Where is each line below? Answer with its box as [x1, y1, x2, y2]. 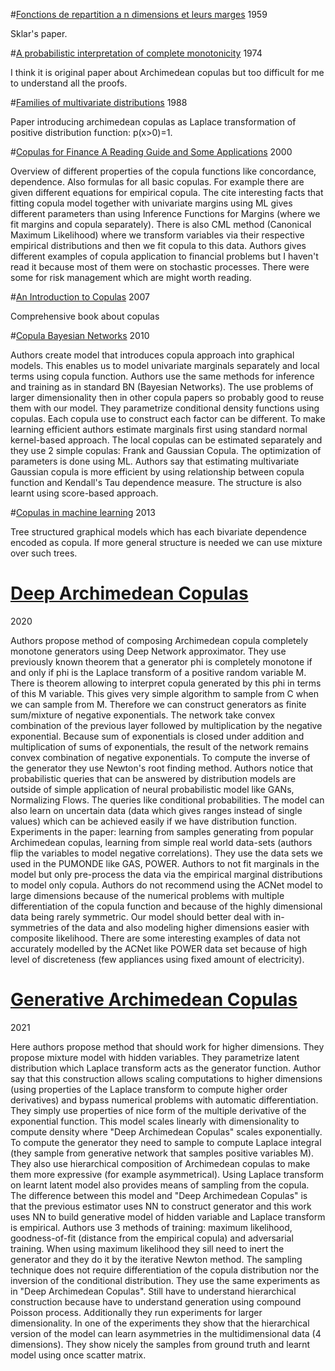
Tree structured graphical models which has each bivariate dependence [10, 526, 307, 538]
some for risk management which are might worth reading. [10, 272, 252, 283]
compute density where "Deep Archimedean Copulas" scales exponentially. [10, 1125, 323, 1138]
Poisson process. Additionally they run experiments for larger [10, 1306, 263, 1318]
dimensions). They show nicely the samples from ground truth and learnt [10, 1338, 311, 1350]
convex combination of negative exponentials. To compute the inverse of [10, 751, 311, 763]
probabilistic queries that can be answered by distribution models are [10, 772, 297, 784]
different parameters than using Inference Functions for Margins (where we [10, 208, 321, 219]
